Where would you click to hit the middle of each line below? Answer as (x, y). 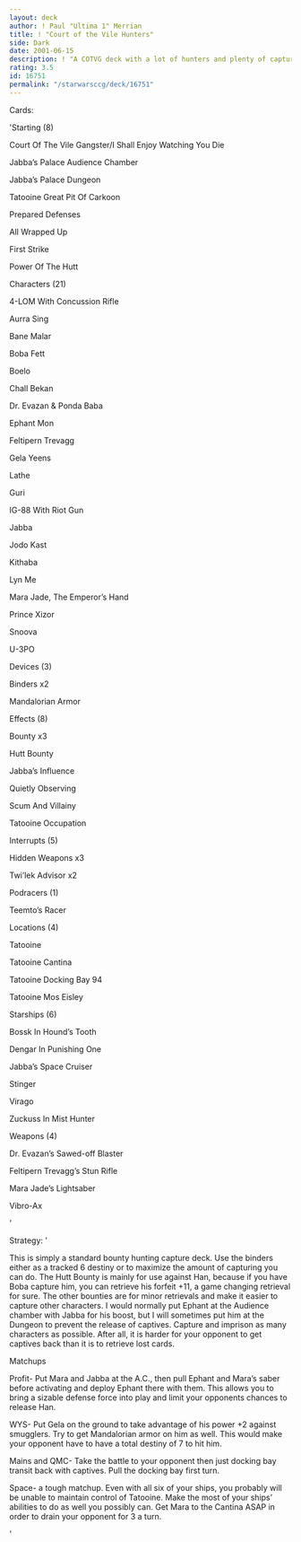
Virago (21, 1101)
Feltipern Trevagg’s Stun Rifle (64, 1170)
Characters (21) (38, 284)
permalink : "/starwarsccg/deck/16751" (82, 84)
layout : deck (34, 18)
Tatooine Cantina (41, 962)
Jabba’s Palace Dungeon (55, 180)
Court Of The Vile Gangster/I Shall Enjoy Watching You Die (117, 145)
